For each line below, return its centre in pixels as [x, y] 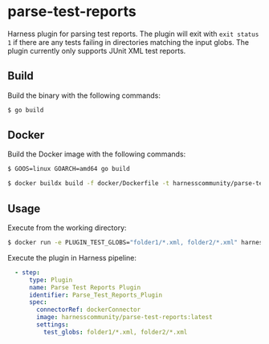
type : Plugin [51, 280]
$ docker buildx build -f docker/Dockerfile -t [89, 184]
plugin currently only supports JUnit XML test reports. [97, 51]
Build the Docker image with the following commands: [97, 154]
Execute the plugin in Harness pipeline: [72, 257]
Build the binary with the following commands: [84, 95]
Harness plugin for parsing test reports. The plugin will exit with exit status [133, 34]
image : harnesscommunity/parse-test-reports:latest [125, 318]
